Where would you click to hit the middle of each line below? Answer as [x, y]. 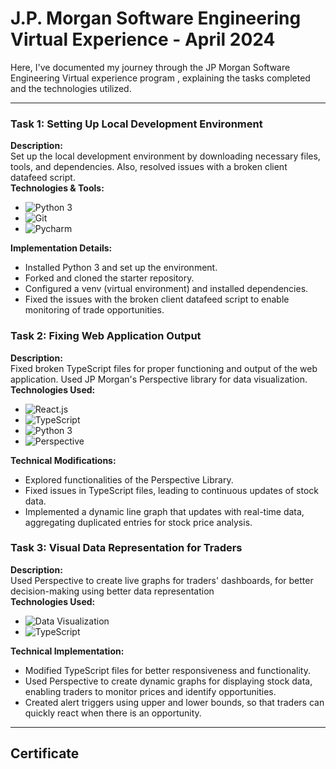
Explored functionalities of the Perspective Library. [129, 479]
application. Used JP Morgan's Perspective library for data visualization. [159, 379]
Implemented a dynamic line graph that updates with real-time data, [164, 511]
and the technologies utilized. [71, 88]
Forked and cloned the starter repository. [109, 278]
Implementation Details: [61, 248]
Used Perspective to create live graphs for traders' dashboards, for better [162, 580]
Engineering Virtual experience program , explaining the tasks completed [160, 78]
